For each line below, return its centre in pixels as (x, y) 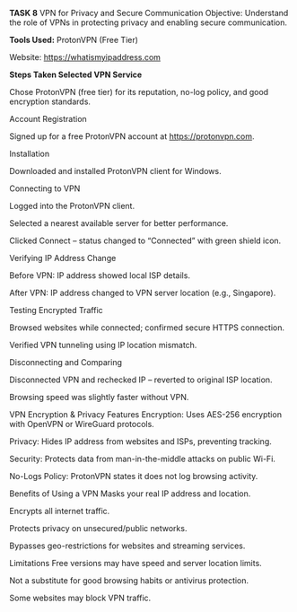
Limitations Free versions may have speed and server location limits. (135, 563)
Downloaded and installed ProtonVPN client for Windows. (115, 171)
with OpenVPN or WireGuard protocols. (82, 424)
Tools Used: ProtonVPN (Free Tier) (74, 40)
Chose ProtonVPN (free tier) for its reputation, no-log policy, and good (139, 92)
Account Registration (48, 119)
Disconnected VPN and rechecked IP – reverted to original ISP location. (141, 380)
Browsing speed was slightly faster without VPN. (99, 397)
